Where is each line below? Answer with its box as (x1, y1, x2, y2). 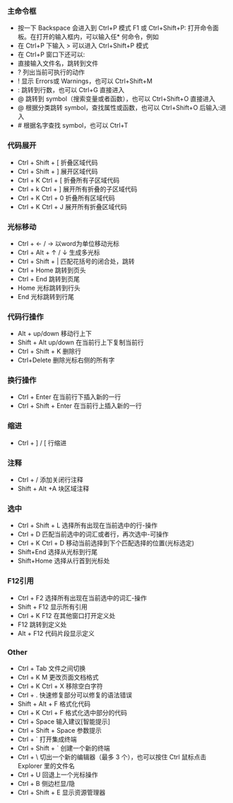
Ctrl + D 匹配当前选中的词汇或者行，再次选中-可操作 (17, 530, 169, 539)
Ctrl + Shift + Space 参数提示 (17, 726, 102, 734)
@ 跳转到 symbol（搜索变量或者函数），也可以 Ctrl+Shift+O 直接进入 (17, 94, 215, 103)
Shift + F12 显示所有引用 (17, 602, 88, 611)
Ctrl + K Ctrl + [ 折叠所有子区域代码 (17, 176, 120, 184)
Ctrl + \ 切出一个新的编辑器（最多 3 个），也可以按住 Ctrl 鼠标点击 (17, 753, 207, 761)
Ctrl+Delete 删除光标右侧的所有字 (17, 356, 115, 364)
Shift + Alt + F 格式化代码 (17, 700, 91, 708)
